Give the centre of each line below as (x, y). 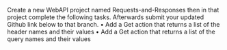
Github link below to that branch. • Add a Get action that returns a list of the (113, 24)
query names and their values (49, 39)
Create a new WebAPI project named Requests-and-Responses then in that (113, 10)
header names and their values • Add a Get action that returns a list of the (111, 32)
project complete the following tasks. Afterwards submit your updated (105, 17)
